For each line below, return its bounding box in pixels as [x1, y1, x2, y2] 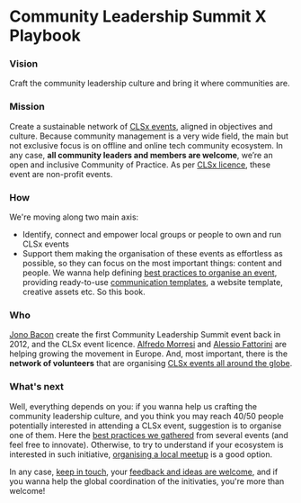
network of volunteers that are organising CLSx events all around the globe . [9, 358, 293, 369]
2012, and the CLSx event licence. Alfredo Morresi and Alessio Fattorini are [9, 339, 288, 350]
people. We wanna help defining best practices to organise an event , [22, 267, 278, 278]
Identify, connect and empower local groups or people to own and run [22, 229, 282, 240]
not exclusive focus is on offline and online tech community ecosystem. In [9, 139, 283, 150]
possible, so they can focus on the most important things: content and [22, 258, 283, 269]
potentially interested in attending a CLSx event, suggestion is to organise [9, 420, 282, 431]
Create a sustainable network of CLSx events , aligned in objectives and [9, 121, 273, 131]
